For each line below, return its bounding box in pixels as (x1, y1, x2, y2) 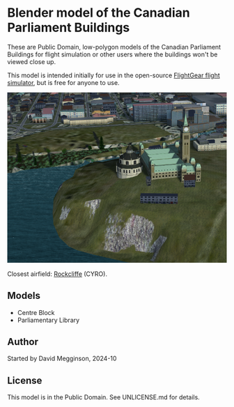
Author (7, 336, 38, 348)
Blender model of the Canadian (7, 5, 190, 21)
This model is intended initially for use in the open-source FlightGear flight (7, 71, 221, 79)
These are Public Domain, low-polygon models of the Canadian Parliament (7, 43, 221, 51)
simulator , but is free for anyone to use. (7, 78, 120, 86)
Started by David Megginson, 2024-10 (7, 354, 117, 363)
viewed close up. (7, 57, 56, 66)
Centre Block (17, 308, 55, 316)
